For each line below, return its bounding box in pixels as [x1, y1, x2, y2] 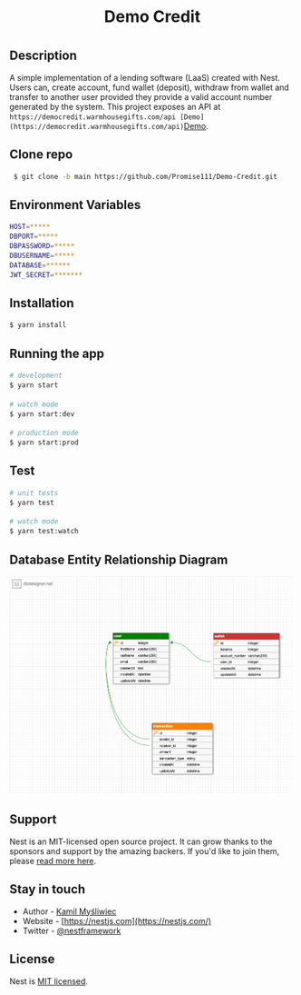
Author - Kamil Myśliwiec [22, 906, 117, 917]
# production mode [9, 429, 79, 438]
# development [9, 371, 63, 381]
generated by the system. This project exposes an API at [9, 101, 221, 112]
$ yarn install [9, 321, 67, 330]
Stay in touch [9, 881, 86, 897]
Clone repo [9, 147, 73, 163]
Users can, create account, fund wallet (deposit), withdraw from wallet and [9, 82, 290, 93]
